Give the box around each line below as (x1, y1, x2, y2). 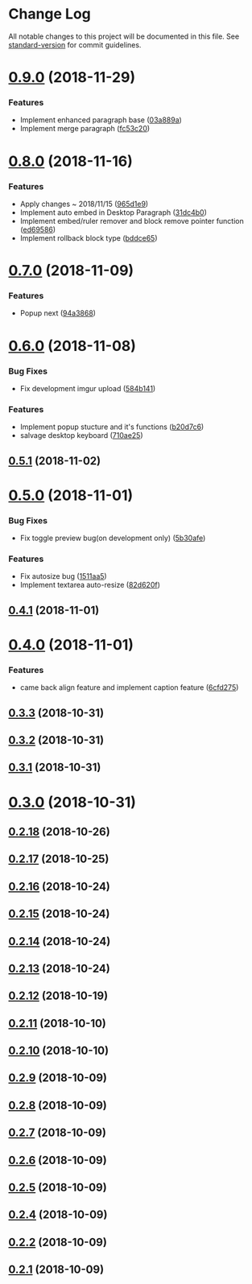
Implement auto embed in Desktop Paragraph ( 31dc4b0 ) (19, 207, 208, 217)
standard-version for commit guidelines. (8, 39, 142, 49)
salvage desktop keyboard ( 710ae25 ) (19, 431, 143, 440)
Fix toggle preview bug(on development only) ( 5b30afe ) (19, 533, 206, 543)
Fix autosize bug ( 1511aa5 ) (19, 572, 107, 581)
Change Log (8, 5, 91, 23)
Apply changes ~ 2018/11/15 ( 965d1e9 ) (19, 199, 149, 208)
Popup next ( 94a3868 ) (19, 308, 97, 318)
